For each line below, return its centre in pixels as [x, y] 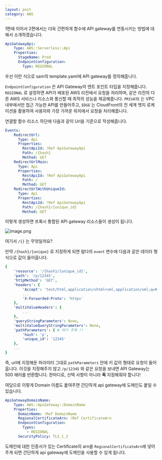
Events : [13, 130]
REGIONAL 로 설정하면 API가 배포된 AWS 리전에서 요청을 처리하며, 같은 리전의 [77, 92]
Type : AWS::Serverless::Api [42, 48]
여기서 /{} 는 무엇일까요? [29, 241]
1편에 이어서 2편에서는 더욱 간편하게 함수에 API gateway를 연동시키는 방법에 [77, 28]
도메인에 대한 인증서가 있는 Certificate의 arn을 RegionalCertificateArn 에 [76, 446]
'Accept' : [32, 290]
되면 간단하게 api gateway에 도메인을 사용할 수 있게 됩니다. [70, 452]
